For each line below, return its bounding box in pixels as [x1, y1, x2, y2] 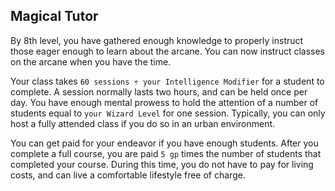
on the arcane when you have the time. [10, 55, 172, 68]
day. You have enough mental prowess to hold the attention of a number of [10, 96, 319, 108]
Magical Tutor [10, 8, 99, 25]
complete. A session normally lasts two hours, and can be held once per [10, 85, 308, 98]
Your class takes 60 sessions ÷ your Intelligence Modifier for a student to [10, 75, 325, 87]
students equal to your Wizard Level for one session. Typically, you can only [10, 107, 326, 119]
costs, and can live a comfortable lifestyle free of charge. [10, 169, 246, 181]
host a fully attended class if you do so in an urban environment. [10, 117, 276, 129]
